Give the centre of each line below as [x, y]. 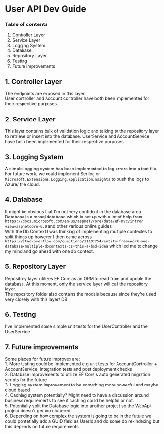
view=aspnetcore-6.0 [26, 226]
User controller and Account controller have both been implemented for [77, 98]
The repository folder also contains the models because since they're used [81, 294]
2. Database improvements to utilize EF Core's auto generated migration [78, 374]
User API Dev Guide [46, 9]
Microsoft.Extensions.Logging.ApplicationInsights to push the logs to [77, 179]
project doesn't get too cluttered [38, 411]
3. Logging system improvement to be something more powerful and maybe [82, 385]
